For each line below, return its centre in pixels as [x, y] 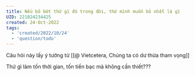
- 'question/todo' [34, 39]
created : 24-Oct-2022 [33, 22]
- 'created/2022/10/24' [40, 33]
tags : [13, 28]
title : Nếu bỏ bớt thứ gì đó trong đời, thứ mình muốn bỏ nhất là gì [93, 11]
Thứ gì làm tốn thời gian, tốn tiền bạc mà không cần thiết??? [79, 67]
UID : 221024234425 [29, 17]
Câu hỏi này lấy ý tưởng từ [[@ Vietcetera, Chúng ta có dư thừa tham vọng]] [98, 55]
